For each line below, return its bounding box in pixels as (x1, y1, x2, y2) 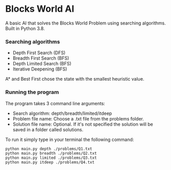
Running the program (5, 89, 59, 96)
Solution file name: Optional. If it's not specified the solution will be (12, 121, 153, 127)
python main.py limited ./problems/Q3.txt (5, 155, 97, 160)
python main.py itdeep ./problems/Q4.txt (5, 159, 95, 165)
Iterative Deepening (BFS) (12, 66, 67, 72)
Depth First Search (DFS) (12, 50, 66, 56)
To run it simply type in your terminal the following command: (5, 136, 134, 142)
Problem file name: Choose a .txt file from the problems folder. (12, 115, 144, 122)
